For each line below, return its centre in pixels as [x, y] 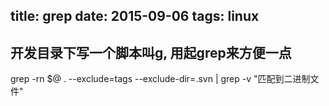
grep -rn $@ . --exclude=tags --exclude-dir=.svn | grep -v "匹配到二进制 [160, 79]
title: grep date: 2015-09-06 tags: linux [135, 16]
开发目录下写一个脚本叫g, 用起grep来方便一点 [151, 52]
